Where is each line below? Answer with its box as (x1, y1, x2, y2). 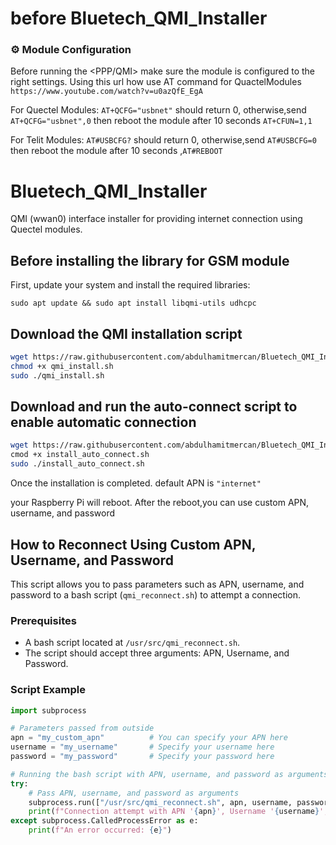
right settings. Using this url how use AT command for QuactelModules (10, 76, 302, 88)
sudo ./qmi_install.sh (10, 370, 105, 381)
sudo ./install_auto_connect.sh (10, 459, 145, 469)
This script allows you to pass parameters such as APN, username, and (10, 578, 305, 590)
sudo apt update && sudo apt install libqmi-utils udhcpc (10, 298, 257, 309)
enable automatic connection (10, 414, 197, 431)
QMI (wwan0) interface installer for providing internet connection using (10, 213, 303, 225)
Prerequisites (10, 613, 77, 627)
